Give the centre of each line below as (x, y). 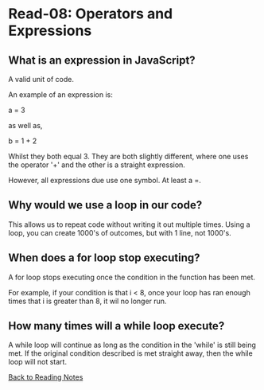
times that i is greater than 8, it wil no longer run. (87, 301)
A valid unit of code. (41, 79)
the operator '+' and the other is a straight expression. (97, 165)
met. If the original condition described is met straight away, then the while (130, 353)
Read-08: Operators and (91, 14)
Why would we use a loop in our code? (105, 205)
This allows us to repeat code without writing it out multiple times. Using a (129, 224)
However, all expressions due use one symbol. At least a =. (105, 180)
